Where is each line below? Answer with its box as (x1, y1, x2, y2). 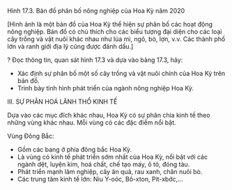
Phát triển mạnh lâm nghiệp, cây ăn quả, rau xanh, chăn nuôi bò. (17, 168, 203, 175)
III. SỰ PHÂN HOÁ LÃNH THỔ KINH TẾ (7, 97, 118, 106)
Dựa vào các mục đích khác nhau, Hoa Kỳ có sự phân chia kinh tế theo (7, 111, 210, 119)
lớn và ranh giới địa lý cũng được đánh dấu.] (7, 42, 134, 50)
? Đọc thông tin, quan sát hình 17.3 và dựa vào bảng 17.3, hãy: (7, 56, 183, 64)
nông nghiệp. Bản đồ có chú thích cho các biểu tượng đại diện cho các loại (7, 28, 222, 35)
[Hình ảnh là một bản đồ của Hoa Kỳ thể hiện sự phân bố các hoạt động (7, 20, 213, 28)
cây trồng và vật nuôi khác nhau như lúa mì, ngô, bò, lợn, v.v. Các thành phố (7, 35, 226, 43)
